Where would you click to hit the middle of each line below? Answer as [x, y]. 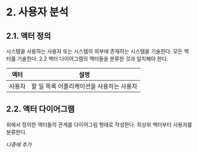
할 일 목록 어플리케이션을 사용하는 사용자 [85, 86]
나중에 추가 [19, 144]
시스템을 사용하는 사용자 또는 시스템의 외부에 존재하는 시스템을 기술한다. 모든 [95, 51]
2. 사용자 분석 [38, 12]
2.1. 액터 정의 [29, 36]
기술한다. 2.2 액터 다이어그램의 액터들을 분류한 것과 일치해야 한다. [92, 59]
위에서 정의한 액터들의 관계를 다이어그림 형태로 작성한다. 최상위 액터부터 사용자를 [99, 125]
